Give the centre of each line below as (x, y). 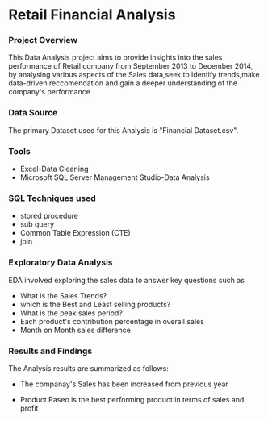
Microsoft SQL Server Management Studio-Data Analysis (115, 177)
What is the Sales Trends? (63, 295)
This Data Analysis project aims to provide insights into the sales (115, 57)
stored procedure (49, 216)
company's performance (50, 92)
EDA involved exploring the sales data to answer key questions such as (126, 280)
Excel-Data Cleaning (54, 169)
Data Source (33, 113)
